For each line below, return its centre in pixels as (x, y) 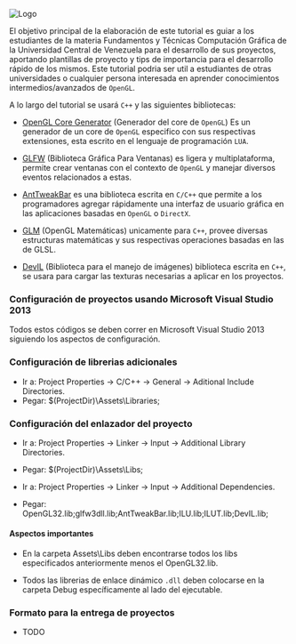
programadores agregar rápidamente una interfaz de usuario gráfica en (153, 204)
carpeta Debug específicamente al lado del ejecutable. (122, 590)
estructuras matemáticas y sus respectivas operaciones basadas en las (153, 240)
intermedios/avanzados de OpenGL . (72, 88)
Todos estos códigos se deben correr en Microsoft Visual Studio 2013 (137, 330)
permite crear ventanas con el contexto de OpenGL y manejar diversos (148, 168)
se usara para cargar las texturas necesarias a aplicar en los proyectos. (153, 276)
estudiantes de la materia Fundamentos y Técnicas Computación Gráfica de (148, 40)
